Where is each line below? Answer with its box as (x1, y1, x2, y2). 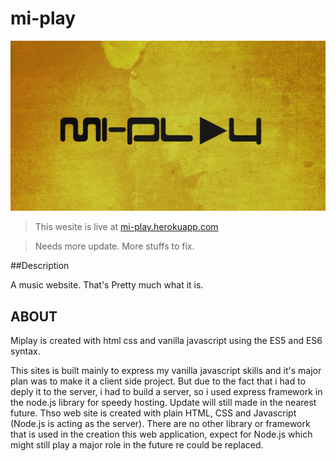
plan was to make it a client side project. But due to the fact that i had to (10, 375, 307, 387)
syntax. (10, 345, 41, 357)
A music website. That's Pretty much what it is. (10, 279, 204, 291)
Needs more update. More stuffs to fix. (34, 240, 195, 252)
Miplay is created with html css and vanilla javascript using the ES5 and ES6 (10, 334, 323, 346)
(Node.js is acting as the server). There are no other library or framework (10, 417, 311, 429)
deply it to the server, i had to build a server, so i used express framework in (10, 385, 323, 397)
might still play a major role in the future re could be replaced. (10, 438, 264, 451)
